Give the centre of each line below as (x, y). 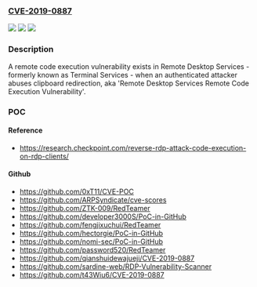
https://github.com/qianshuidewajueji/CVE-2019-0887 (107, 258)
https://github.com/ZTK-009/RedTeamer (85, 208)
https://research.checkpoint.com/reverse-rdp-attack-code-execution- (133, 147)
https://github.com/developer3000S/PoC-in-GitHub (103, 216)
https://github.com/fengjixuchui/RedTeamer (90, 224)
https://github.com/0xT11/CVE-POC (77, 191)
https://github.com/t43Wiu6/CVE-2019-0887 (92, 274)
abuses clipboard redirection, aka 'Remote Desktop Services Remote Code (128, 83)
